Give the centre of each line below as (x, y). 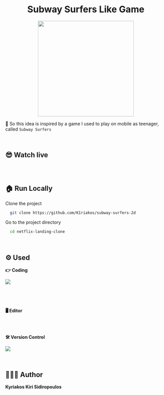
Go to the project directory (33, 223)
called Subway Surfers (28, 129)
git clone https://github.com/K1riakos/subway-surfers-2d (73, 213)
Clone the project (24, 203)
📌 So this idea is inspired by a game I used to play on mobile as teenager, (82, 124)
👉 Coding (17, 270)
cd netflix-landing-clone (38, 232)
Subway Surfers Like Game (86, 9)
